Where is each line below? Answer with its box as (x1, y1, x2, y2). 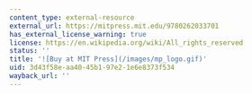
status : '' (9, 47, 50, 56)
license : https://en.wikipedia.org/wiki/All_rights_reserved (9, 38, 244, 47)
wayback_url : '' (9, 72, 70, 81)
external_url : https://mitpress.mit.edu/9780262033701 (9, 21, 220, 30)
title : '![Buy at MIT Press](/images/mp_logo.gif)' (9, 55, 207, 64)
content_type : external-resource (9, 13, 135, 22)
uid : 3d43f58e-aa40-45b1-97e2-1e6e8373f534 (9, 64, 175, 73)
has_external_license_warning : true (9, 30, 147, 38)
